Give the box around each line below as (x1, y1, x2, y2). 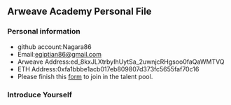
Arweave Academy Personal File (7, 6, 152, 17)
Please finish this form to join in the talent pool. (17, 72, 153, 80)
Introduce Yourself (7, 90, 72, 99)
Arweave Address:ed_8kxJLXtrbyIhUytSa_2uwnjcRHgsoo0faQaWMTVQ (17, 57, 225, 66)
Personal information (7, 27, 80, 36)
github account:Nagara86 (17, 42, 92, 51)
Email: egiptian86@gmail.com (17, 50, 102, 58)
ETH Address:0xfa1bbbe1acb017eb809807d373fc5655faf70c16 (17, 64, 199, 73)
